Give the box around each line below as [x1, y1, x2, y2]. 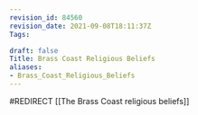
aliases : [9, 63, 42, 72]
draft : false [9, 46, 59, 55]
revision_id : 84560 [9, 13, 83, 22]
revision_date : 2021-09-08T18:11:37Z [9, 22, 152, 31]
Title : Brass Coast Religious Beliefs [9, 55, 156, 64]
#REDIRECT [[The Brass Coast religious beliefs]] [9, 95, 190, 106]
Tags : [9, 30, 30, 39]
